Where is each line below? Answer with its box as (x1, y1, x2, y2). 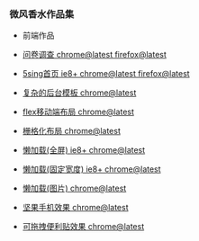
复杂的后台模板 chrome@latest (22, 87, 137, 98)
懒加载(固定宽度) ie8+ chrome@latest (22, 164, 161, 174)
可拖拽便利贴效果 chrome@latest (22, 221, 145, 232)
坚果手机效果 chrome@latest (22, 202, 129, 213)
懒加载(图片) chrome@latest (22, 183, 127, 194)
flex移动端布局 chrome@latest (22, 106, 135, 118)
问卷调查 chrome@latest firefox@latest (22, 49, 167, 60)
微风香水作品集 (9, 7, 75, 20)
